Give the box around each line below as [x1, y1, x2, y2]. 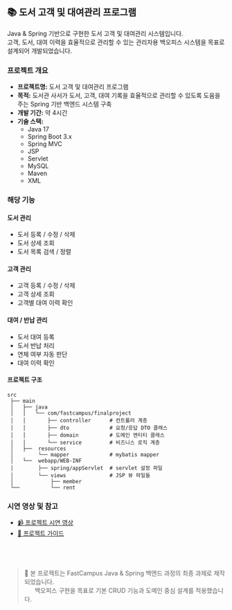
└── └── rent [10, 484, 76, 491]
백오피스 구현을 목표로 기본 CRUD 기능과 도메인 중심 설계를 [34, 586, 194, 594]
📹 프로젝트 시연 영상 [17, 519, 74, 527]
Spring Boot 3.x [27, 132, 73, 141]
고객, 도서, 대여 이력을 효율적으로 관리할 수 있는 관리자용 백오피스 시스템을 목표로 [7, 37, 225, 46]
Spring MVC [27, 140, 62, 148]
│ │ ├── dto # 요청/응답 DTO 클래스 [10, 424, 168, 431]
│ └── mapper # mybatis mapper [10, 451, 159, 458]
